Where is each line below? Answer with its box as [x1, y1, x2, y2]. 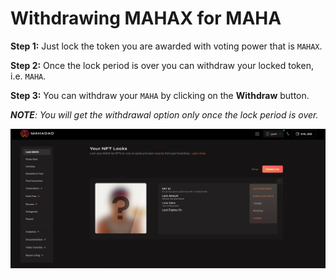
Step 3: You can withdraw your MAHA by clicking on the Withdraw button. [10, 89, 310, 101]
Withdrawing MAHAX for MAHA [10, 7, 282, 30]
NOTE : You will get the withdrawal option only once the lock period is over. [10, 108, 319, 121]
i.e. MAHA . [10, 70, 47, 82]
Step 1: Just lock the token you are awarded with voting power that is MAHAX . [10, 40, 323, 52]
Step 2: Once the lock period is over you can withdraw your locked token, [10, 59, 314, 71]
